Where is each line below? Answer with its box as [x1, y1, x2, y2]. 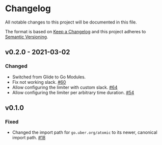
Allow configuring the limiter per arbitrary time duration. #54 [12, 89, 135, 96]
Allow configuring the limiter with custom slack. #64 [12, 84, 118, 90]
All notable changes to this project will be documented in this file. [5, 19, 137, 25]
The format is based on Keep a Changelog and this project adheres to [5, 28, 146, 34]
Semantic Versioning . [5, 34, 48, 40]
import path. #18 [12, 135, 46, 141]
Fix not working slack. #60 [12, 79, 66, 85]
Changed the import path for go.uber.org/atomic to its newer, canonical [12, 129, 158, 135]
